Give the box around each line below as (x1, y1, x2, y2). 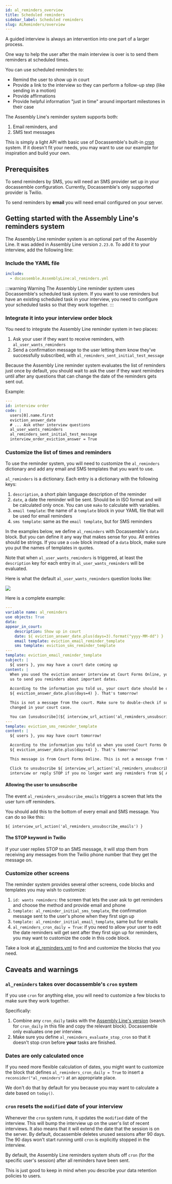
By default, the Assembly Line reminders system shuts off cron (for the (5, 1152, 155, 1158)
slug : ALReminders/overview (5, 22, 66, 27)
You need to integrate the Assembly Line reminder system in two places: (5, 326, 158, 332)
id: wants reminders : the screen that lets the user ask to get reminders (12, 897, 163, 903)
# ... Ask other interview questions (10, 422, 91, 427)
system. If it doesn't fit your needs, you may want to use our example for (5, 145, 159, 151)
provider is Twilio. (5, 189, 42, 195)
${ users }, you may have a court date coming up (10, 662, 118, 667)
